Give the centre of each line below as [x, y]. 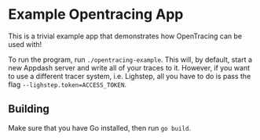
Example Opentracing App [96, 14]
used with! [25, 44]
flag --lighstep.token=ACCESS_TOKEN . [68, 84]
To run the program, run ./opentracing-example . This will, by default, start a [130, 59]
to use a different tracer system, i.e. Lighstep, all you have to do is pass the [130, 76]
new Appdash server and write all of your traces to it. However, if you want [129, 67]
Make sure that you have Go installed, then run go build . [99, 127]
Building [29, 109]
